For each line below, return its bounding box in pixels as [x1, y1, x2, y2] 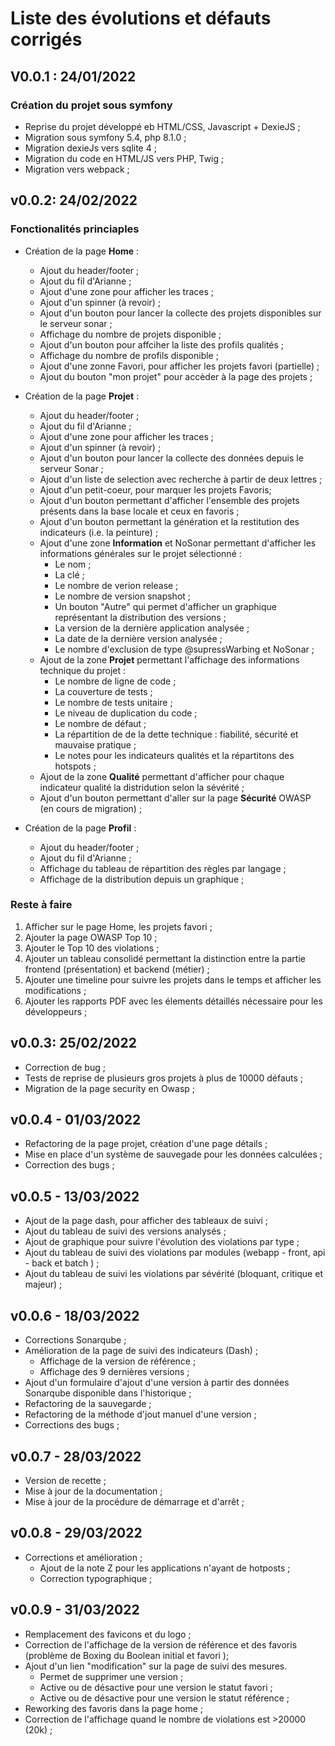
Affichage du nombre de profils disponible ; [39, 349, 219, 361]
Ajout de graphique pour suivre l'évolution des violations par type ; [24, 1236, 300, 1248]
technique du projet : [39, 664, 126, 676]
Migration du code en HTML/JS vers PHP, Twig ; [24, 152, 225, 164]
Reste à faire [10, 898, 73, 912]
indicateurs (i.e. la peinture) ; [39, 526, 159, 538]
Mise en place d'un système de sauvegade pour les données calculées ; [24, 1148, 323, 1161]
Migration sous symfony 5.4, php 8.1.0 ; [24, 131, 187, 143]
